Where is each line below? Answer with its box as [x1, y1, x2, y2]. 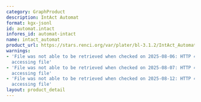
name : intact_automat [6, 37, 60, 43]
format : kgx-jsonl [6, 20, 52, 26]
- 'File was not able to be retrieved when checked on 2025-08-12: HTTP [6, 76, 191, 82]
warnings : [6, 48, 31, 54]
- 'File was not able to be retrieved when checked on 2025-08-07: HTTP [6, 64, 191, 71]
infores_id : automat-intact [6, 31, 77, 37]
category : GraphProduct [6, 8, 66, 15]
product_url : [6, 43, 39, 49]
